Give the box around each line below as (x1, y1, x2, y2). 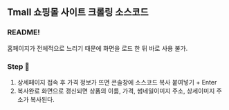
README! (7, 27, 40, 37)
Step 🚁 (7, 61, 30, 71)
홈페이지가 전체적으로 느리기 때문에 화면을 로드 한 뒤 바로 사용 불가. (7, 44, 188, 52)
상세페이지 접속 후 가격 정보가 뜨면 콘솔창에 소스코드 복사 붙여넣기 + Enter (17, 78, 217, 86)
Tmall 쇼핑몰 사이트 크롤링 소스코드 (7, 6, 149, 19)
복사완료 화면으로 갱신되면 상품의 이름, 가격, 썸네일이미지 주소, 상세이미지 (17, 87, 215, 95)
